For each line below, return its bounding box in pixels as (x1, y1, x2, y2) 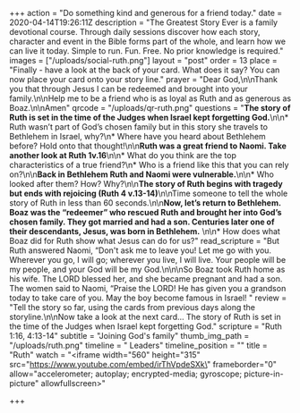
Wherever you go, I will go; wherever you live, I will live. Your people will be (9, 255, 287, 265)
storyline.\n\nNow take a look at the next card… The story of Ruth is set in (9, 312, 282, 322)
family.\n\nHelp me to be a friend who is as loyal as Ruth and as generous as (9, 93, 292, 104)
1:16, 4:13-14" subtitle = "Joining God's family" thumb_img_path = (9, 331, 250, 341)
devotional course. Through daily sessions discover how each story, (9, 27, 261, 37)
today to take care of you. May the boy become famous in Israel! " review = (9, 292, 287, 303)
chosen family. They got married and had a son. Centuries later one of (9, 216, 275, 227)
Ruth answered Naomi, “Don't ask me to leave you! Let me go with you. (9, 245, 271, 256)
